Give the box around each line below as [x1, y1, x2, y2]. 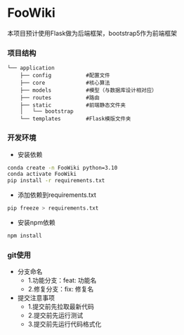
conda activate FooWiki [7, 170, 77, 178]
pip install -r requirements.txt [7, 177, 105, 184]
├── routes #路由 [20, 95, 100, 102]
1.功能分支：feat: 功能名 [27, 276, 97, 285]
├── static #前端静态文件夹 [20, 102, 126, 109]
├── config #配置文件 [20, 72, 110, 79]
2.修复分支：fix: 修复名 [27, 285, 94, 294]
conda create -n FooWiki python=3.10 [7, 164, 118, 171]
